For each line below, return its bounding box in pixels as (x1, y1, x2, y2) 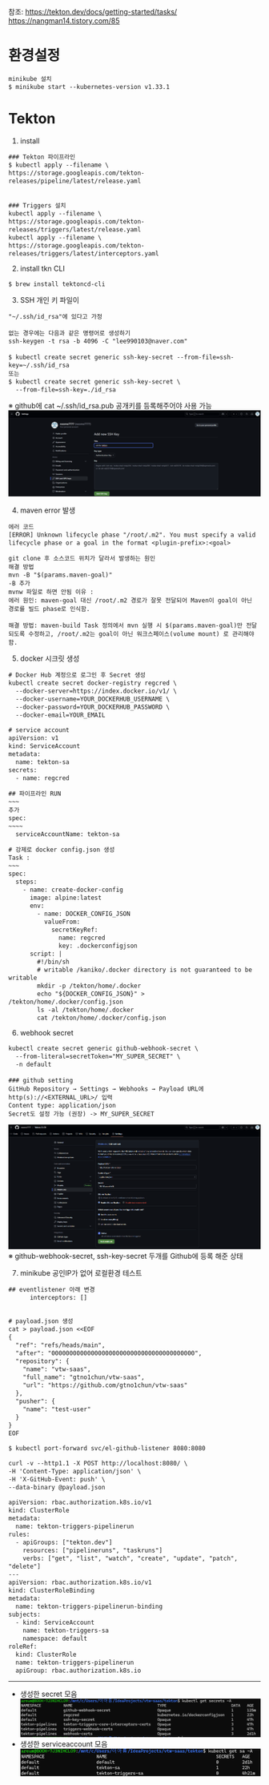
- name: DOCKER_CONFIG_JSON (37, 910, 130, 919)
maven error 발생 (19, 505, 76, 515)
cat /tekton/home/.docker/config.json (37, 1014, 167, 1023)
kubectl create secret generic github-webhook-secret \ (8, 1044, 199, 1053)
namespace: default (22, 1634, 88, 1642)
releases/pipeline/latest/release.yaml (8, 177, 142, 185)
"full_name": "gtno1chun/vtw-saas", (22, 1373, 146, 1381)
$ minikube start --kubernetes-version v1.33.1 (8, 82, 171, 90)
